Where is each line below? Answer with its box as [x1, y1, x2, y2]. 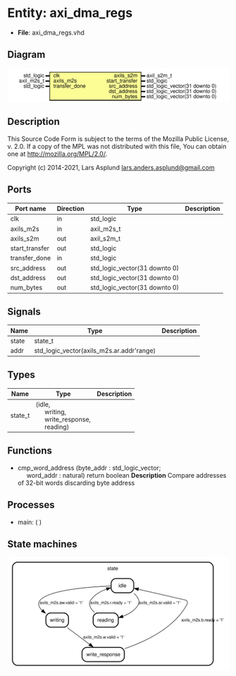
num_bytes [10, 284, 43, 292]
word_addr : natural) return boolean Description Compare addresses [26, 471, 227, 479]
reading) [44, 422, 69, 431]
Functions [7, 445, 53, 457]
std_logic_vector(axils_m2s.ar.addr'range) [34, 346, 156, 355]
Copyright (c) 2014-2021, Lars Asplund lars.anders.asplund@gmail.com [7, 163, 215, 171]
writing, [44, 407, 67, 416]
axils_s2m [10, 234, 39, 243]
